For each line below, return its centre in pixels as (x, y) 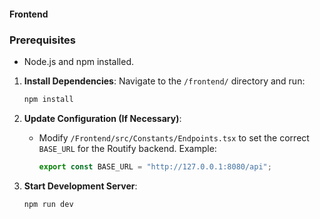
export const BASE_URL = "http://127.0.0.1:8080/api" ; (155, 166)
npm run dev (48, 204)
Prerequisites (42, 40)
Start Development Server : (80, 186)
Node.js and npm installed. (79, 61)
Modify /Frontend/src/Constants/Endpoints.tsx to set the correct (174, 137)
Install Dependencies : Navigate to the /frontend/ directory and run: (164, 81)
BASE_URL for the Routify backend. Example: (127, 148)
